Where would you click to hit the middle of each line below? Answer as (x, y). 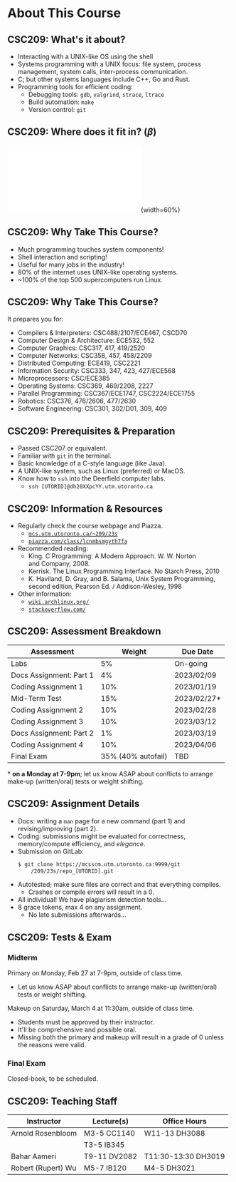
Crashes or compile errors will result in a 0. (91, 892)
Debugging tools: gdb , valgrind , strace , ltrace (96, 94)
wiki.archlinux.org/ (59, 602)
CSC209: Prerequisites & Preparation (91, 431)
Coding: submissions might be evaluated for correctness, (102, 836)
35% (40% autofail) (134, 756)
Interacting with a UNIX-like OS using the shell (85, 56)
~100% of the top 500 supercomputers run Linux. (90, 279)
